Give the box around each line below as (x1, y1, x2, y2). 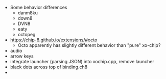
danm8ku (17, 10, 38, 16)
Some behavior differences (10, 5, 67, 10)
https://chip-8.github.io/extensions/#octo (10, 37, 98, 43)
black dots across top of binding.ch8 (10, 64, 88, 70)
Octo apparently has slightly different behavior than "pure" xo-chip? (17, 42, 161, 48)
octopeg (17, 32, 36, 37)
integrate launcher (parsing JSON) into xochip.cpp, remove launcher (10, 59, 154, 64)
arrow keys (10, 53, 34, 59)
